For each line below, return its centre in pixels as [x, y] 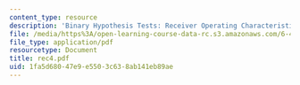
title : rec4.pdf [39, 58]
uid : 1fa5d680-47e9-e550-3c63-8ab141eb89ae [92, 67]
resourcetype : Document [54, 50]
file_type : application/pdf [62, 42]
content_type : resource [54, 17]
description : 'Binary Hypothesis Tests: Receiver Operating [124, 26]
